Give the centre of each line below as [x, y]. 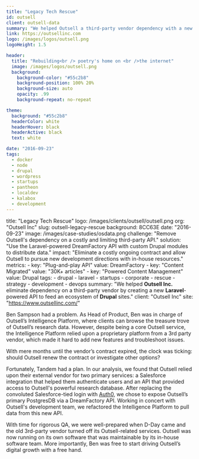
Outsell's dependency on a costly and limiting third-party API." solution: [94, 240]
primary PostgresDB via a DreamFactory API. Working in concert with [91, 400]
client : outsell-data [33, 23]
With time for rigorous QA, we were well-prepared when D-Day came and [96, 425]
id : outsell [21, 17]
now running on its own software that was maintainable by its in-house [93, 437]
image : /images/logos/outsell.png [54, 67]
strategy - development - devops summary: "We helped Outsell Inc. [90, 284]
